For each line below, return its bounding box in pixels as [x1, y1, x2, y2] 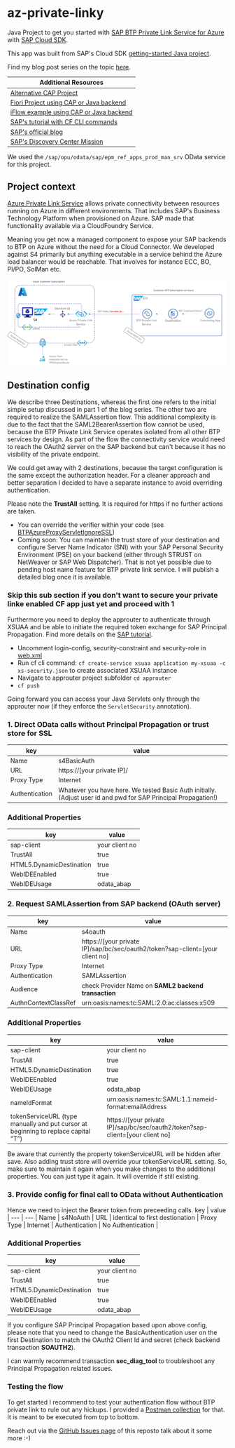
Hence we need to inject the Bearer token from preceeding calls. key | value [7, 1205, 227, 1214]
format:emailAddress [106, 1102, 167, 1111]
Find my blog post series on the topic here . [7, 62, 131, 71]
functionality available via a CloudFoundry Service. [7, 222, 154, 230]
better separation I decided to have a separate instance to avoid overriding [7, 478, 222, 487]
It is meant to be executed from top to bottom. [7, 1412, 140, 1421]
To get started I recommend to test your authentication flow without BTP [7, 1397, 215, 1406]
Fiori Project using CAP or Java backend [10, 98, 127, 107]
